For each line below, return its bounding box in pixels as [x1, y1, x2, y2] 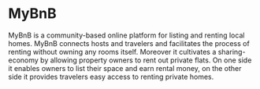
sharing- [217, 47, 246, 56]
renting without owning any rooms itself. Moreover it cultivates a [8, 47, 217, 56]
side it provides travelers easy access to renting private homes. [8, 72, 214, 81]
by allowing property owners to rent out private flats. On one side [40, 55, 252, 65]
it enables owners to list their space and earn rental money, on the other [8, 63, 242, 73]
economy [8, 55, 39, 65]
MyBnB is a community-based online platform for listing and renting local [8, 30, 245, 40]
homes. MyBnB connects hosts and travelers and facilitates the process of [8, 38, 250, 48]
